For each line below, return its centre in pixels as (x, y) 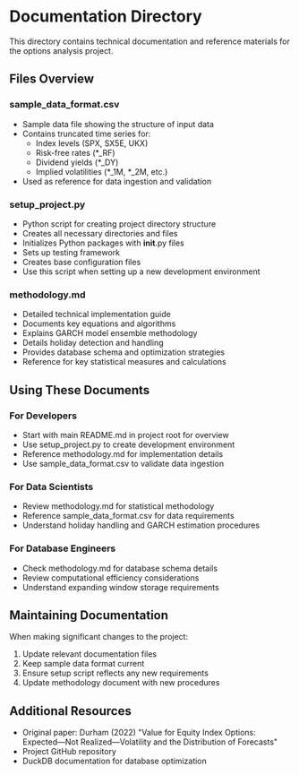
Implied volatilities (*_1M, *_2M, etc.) (102, 171)
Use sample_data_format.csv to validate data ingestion (123, 463)
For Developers (43, 416)
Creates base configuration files (81, 262)
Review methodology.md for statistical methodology (118, 506)
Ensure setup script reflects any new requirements (115, 673)
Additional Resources (70, 711)
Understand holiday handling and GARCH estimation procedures (141, 525)
